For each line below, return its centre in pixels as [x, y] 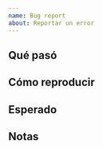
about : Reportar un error [51, 23]
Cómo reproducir [52, 82]
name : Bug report [37, 16]
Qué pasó [33, 55]
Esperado [33, 110]
